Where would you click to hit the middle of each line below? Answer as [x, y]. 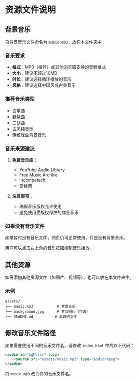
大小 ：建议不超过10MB [34, 73]
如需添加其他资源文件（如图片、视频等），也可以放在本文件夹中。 [69, 277]
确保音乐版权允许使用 [40, 206]
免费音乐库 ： [25, 160]
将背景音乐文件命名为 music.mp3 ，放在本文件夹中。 [55, 42]
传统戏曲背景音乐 [29, 135]
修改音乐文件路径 [30, 333]
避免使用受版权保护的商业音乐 [49, 212]
